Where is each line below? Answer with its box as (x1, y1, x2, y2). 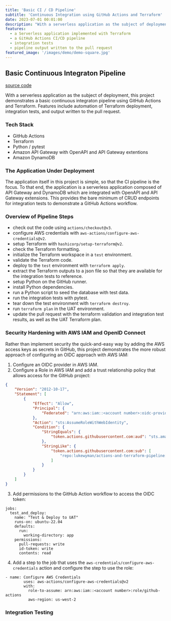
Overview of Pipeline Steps (5, 213, 74, 220)
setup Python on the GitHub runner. (12, 278, 88, 285)
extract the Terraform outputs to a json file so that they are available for (12, 268, 163, 274)
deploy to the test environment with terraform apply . (12, 263, 126, 269)
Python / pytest (12, 144, 45, 150)
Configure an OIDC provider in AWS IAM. (12, 361, 99, 368)
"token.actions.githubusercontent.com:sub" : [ (50, 448, 152, 454)
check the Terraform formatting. (12, 246, 80, 252)
